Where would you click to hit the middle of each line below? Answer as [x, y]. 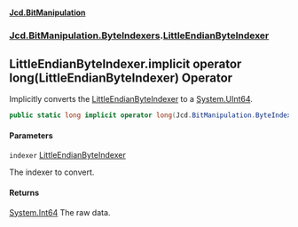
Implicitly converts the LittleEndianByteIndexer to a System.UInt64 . [131, 99]
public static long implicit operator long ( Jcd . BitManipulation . [132, 115]
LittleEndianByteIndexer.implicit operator [125, 63]
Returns [24, 192]
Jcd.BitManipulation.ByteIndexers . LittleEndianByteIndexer [139, 35]
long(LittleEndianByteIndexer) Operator [121, 78]
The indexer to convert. [52, 172]
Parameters [31, 135]
